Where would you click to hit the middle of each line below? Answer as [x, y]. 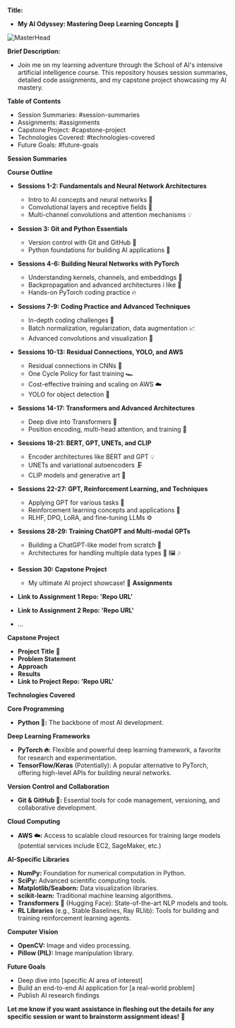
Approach [32, 666]
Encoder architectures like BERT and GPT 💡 [91, 456]
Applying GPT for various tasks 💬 [76, 502]
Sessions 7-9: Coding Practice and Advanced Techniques [104, 306]
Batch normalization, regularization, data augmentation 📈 [112, 328]
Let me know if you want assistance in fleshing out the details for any [111, 1009]
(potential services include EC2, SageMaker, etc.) [89, 846]
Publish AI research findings [59, 995]
